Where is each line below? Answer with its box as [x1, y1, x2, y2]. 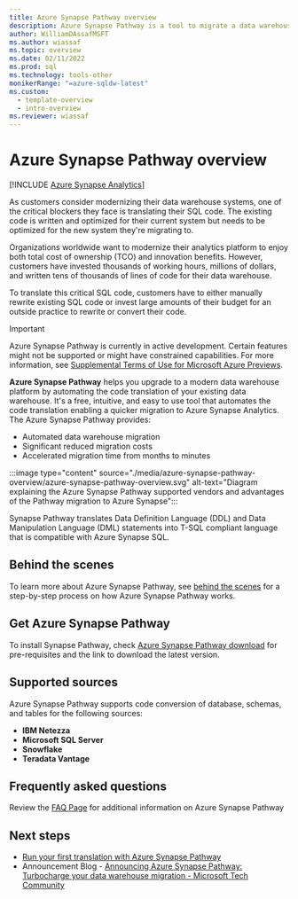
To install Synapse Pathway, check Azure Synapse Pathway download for [9, 639, 278, 650]
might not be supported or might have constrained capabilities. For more [9, 350, 275, 361]
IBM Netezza [21, 724, 71, 736]
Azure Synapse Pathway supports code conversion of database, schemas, [9, 698, 282, 709]
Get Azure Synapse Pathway [9, 616, 171, 631]
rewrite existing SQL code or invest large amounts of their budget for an [9, 297, 272, 308]
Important [9, 324, 45, 334]
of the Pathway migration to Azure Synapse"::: [9, 496, 179, 506]
